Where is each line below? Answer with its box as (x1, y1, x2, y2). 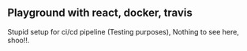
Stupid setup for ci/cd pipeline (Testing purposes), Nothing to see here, (7, 27, 240, 36)
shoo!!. (7, 35, 30, 45)
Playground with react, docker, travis (7, 6, 193, 20)
